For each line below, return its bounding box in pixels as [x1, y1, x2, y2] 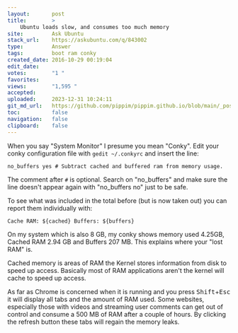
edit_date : [7, 63, 40, 70]
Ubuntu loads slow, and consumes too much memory [20, 23, 170, 30]
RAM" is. [7, 245, 33, 253]
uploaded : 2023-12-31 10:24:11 [7, 96, 113, 103]
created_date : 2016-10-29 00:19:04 [7, 57, 113, 64]
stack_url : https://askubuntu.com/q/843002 [7, 37, 147, 44]
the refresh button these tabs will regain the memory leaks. [7, 317, 180, 326]
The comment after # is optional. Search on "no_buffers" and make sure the [7, 175, 228, 184]
